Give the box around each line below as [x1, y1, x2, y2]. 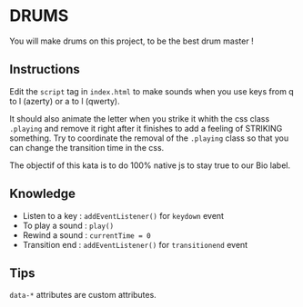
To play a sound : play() [22, 220, 115, 231]
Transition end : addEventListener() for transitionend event [22, 239, 248, 250]
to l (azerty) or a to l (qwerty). [9, 95, 120, 106]
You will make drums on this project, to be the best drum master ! [9, 35, 254, 46]
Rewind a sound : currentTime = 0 [22, 229, 152, 241]
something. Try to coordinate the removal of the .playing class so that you [9, 133, 289, 144]
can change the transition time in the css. [9, 142, 165, 153]
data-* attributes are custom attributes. [9, 290, 157, 301]
